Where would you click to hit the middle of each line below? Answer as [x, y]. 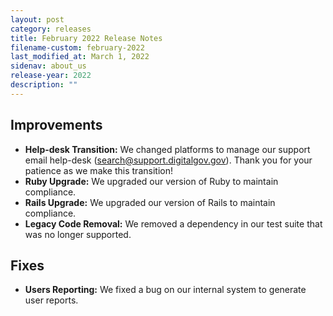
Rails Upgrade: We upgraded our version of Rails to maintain [150, 202]
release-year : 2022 [51, 76]
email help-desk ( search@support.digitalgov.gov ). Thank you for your [168, 160]
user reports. [51, 300]
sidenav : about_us [48, 66]
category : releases [51, 29]
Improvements [56, 125]
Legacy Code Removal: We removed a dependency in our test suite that [173, 223]
